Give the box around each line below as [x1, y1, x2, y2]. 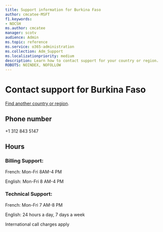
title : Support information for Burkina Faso [5, 7, 101, 12]
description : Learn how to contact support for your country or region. [5, 58, 159, 63]
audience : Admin [5, 35, 39, 40]
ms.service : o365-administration [5, 44, 75, 49]
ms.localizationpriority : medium [5, 53, 75, 59]
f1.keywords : [5, 16, 32, 21]
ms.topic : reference [5, 40, 48, 45]
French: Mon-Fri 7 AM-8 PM [5, 202, 63, 208]
